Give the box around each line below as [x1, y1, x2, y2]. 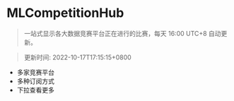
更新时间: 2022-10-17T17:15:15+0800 [23, 53, 131, 61]
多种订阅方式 [16, 76, 54, 85]
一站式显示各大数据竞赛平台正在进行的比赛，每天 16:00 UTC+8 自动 [23, 29, 221, 37]
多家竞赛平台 [16, 68, 54, 76]
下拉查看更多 [16, 85, 54, 94]
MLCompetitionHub [6, 5, 124, 21]
